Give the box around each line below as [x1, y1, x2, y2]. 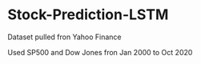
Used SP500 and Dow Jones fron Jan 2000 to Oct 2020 [7, 47, 193, 57]
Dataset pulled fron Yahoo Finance [7, 32, 122, 42]
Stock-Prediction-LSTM [7, 6, 169, 24]
